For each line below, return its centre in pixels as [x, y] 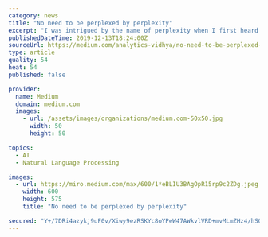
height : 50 [47, 134]
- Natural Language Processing [67, 163]
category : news [33, 16]
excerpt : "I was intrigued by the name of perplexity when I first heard [134, 30]
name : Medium [37, 96]
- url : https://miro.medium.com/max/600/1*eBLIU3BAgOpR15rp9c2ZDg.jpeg [137, 185]
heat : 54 [23, 68]
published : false [37, 75]
